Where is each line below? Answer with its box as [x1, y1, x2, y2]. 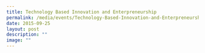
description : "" [6, 32, 48, 38]
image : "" [6, 37, 32, 43]
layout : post [6, 26, 40, 32]
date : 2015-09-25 [6, 20, 51, 26]
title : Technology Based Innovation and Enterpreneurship [6, 9, 157, 15]
